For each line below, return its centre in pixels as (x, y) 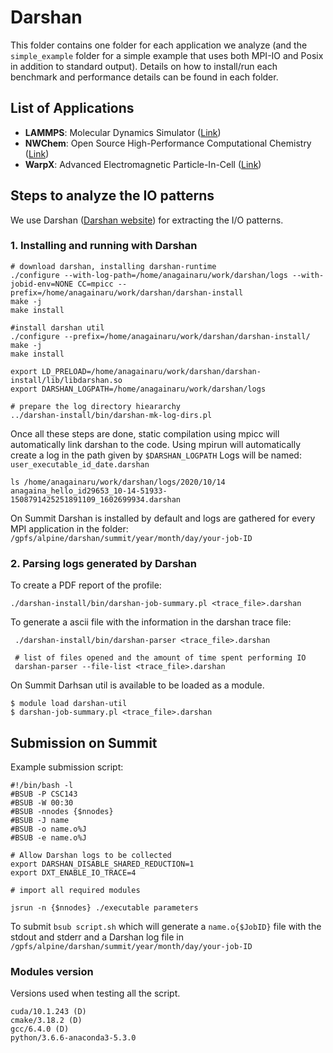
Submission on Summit (84, 742)
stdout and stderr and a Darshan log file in (97, 937)
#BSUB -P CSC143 (44, 794)
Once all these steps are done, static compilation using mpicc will (145, 433)
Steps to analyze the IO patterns (112, 196)
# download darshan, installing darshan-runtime (113, 266)
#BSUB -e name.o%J (48, 837)
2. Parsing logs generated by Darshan (103, 563)
